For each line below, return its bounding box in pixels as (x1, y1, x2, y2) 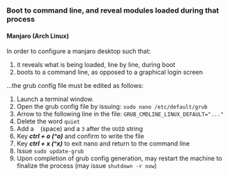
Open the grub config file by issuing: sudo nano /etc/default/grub (16, 102, 208, 111)
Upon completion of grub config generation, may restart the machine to (16, 154, 222, 162)
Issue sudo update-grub (16, 147, 84, 155)
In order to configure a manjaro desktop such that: (6, 47, 151, 56)
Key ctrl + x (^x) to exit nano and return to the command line (16, 139, 190, 148)
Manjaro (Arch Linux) (6, 31, 69, 40)
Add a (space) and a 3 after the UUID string (16, 125, 144, 133)
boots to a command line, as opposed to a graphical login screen (16, 68, 204, 77)
